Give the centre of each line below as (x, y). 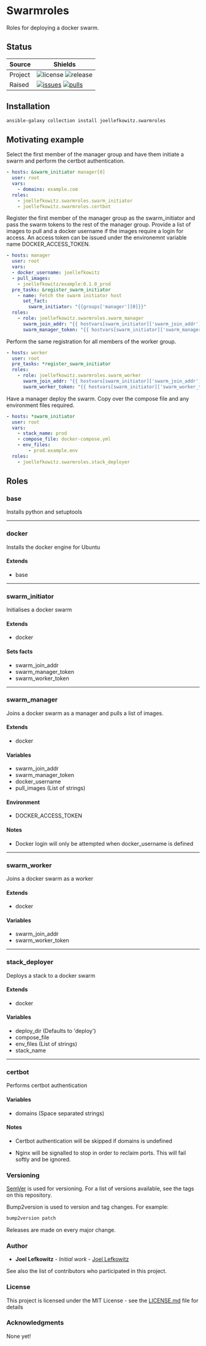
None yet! (19, 1336)
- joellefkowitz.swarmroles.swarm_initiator (75, 201)
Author (17, 1245)
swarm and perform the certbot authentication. (66, 161)
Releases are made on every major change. (61, 1230)
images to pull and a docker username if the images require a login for (95, 231)
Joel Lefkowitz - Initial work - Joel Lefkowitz (72, 1259)
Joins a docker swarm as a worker (50, 878)
